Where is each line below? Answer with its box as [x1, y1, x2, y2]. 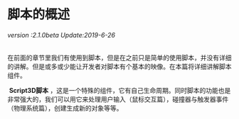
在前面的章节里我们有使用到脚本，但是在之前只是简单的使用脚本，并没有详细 [7, 54, 232, 62]
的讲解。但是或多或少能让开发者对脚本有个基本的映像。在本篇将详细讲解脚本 [7, 62, 232, 71]
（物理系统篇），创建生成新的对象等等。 [7, 104, 123, 113]
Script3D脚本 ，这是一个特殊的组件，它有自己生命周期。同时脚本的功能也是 [9, 86, 231, 95]
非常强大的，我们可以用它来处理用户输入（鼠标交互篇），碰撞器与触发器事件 [7, 95, 229, 103]
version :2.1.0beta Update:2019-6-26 [7, 30, 116, 39]
